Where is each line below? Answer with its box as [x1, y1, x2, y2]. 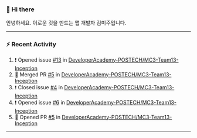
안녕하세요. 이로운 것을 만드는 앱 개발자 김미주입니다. [6, 19, 127, 26]
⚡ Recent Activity [6, 41, 57, 49]
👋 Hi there [6, 5, 35, 14]
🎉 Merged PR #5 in [14, 70, 60, 78]
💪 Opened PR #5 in [14, 113, 60, 120]
